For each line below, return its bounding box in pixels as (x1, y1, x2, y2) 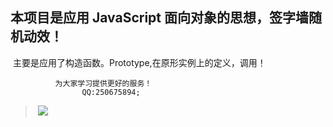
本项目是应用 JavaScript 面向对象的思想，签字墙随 (10, 9, 322, 27)
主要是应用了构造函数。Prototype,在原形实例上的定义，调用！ (12, 56, 267, 68)
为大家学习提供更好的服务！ (54, 78, 153, 88)
